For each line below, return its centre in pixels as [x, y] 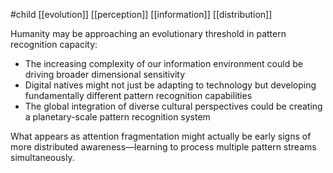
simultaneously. [42, 157]
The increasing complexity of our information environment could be [163, 63]
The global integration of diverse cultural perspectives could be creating [173, 106]
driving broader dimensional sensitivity [105, 74]
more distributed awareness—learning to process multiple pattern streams [163, 147]
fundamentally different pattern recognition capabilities [138, 95]
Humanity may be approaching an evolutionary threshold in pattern [148, 33]
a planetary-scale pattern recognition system [117, 117]
